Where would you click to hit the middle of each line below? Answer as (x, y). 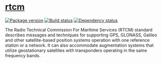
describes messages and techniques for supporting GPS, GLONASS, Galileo (81, 35)
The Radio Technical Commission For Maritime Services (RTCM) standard (79, 30)
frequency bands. (23, 55)
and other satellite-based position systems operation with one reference (77, 40)
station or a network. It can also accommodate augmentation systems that (80, 45)
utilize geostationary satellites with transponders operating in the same (76, 50)
